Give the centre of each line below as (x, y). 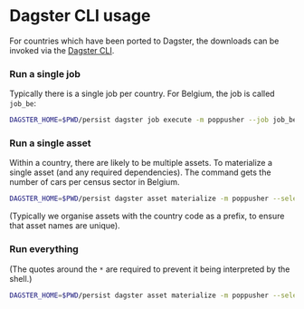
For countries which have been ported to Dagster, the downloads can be (144, 41)
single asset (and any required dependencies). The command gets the (140, 172)
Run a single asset (51, 143)
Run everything (44, 249)
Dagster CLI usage (80, 16)
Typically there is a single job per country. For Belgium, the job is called (142, 94)
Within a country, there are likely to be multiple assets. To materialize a (141, 163)
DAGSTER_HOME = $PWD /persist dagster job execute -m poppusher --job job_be (153, 120)
